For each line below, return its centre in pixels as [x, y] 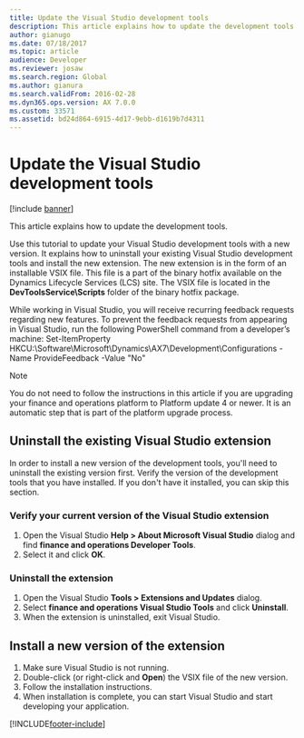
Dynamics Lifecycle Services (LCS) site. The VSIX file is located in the [140, 283]
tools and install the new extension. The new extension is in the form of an [148, 264]
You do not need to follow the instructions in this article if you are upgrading [151, 394]
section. [25, 492]
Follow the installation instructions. [87, 687]
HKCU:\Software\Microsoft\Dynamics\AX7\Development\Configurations [143, 349]
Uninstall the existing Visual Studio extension [141, 441]
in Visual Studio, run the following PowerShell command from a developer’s [150, 329]
